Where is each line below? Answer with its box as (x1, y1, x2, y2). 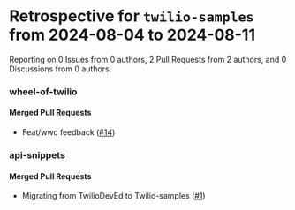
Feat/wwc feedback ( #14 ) (21, 127, 116, 138)
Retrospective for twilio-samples (9, 6, 254, 26)
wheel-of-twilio (9, 86, 78, 98)
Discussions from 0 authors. (9, 64, 112, 74)
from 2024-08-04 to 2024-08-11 (9, 25, 256, 45)
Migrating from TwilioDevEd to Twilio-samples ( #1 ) (21, 191, 206, 201)
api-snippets (9, 148, 66, 161)
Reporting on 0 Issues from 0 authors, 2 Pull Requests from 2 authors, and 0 (9, 54, 287, 64)
